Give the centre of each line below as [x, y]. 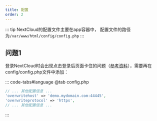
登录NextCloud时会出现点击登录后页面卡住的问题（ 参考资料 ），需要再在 [78, 66]
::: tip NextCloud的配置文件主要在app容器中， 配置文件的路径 [68, 29]
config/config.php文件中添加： [37, 72]
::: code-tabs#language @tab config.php [47, 82]
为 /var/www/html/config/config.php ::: [44, 35]
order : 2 [14, 14]
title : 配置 [17, 10]
